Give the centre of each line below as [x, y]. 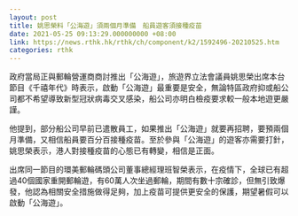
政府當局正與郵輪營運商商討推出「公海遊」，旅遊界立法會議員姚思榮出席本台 [147, 77]
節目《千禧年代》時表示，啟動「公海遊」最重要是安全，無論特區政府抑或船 [145, 88]
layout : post [33, 17]
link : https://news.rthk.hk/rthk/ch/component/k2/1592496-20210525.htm [144, 42]
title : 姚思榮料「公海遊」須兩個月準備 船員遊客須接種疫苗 [106, 26]
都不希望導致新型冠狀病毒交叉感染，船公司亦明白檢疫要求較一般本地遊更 [149, 99]
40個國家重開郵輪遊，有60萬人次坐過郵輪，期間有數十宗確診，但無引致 [147, 181]
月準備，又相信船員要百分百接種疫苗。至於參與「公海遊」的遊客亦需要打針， [149, 140]
